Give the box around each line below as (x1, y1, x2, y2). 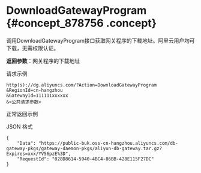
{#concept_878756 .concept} (6, 16, 157, 30)
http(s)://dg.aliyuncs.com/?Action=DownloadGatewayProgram (6, 82, 157, 88)
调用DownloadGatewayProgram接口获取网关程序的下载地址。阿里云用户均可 (6, 37, 195, 44)
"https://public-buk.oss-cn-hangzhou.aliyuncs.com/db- (38, 140, 179, 146)
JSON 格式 (6, 123, 33, 130)
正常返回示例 (6, 110, 38, 117)
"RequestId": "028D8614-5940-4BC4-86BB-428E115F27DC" (17, 156, 154, 162)
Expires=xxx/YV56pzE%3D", (6, 151, 71, 157)
